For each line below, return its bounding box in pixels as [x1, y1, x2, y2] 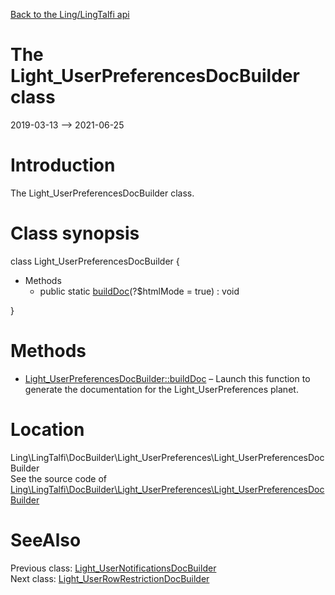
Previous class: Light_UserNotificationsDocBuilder [10, 562, 217, 574]
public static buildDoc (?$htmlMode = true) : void [39, 285, 240, 297]
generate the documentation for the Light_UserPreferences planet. [24, 383, 299, 395]
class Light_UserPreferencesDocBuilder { [10, 255, 180, 267]
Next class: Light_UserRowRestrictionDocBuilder [10, 572, 210, 584]
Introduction [10, 154, 116, 177]
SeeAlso [10, 529, 82, 551]
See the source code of [10, 472, 108, 484]
